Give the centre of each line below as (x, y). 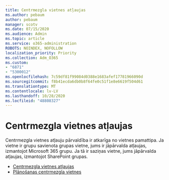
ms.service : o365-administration (41, 44)
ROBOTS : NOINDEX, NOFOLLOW (34, 48)
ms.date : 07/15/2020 (27, 29)
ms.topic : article (25, 39)
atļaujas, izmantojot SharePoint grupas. (47, 156)
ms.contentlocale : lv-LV (32, 91)
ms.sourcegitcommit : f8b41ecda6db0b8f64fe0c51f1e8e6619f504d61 (74, 82)
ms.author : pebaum (25, 15)
